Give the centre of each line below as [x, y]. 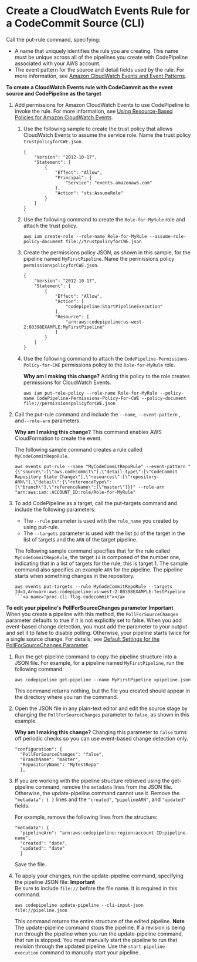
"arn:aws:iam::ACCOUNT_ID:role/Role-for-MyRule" [75, 492]
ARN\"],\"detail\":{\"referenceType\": [63, 482]
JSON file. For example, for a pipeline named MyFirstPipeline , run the [99, 662]
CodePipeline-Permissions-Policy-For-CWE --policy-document [111, 398]
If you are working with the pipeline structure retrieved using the [92, 781]
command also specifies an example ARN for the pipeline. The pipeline [98, 569]
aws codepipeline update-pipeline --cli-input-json [79, 905]
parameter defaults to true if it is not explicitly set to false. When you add [94, 620]
